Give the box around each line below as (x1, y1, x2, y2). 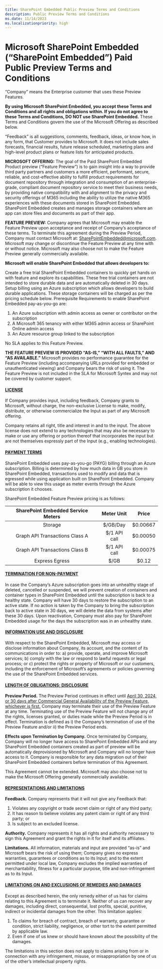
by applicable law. (12, 928, 49, 934)
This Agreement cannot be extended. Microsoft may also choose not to (5, 769, 147, 775)
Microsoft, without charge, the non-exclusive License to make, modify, (5, 403, 146, 409)
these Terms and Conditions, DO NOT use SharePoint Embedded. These (5, 114, 153, 120)
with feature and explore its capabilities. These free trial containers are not (5, 275, 154, 281)
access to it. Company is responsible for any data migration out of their (5, 754, 147, 760)
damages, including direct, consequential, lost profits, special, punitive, (5, 903, 147, 909)
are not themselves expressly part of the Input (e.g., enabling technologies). (5, 438, 157, 444)
